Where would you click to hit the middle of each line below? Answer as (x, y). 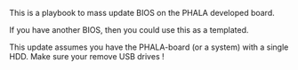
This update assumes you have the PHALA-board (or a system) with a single (149, 47)
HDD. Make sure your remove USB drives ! (87, 56)
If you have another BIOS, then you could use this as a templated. (129, 30)
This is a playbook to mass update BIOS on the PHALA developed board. (142, 13)
